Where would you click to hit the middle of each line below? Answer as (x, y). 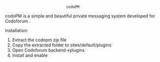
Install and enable (30, 55)
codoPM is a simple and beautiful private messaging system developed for (80, 16)
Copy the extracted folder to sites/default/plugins (62, 45)
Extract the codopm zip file (39, 40)
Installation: (17, 31)
